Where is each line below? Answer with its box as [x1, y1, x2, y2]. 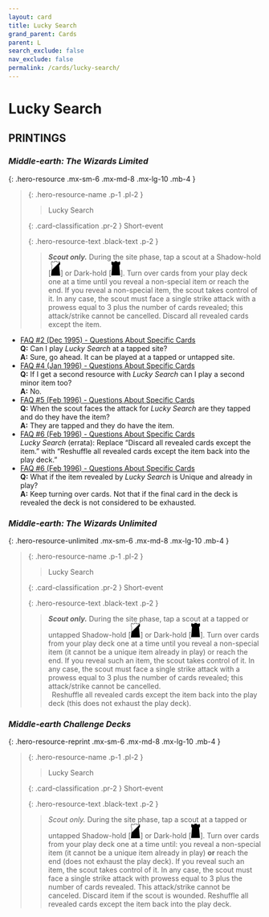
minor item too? [19, 378, 72, 387]
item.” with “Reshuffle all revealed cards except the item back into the [19, 446, 251, 456]
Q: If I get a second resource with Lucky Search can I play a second [19, 369, 245, 378]
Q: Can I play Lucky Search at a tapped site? [19, 343, 168, 353]
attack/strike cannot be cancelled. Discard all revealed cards [47, 311, 249, 320]
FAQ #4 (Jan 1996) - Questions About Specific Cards [19, 361, 195, 370]
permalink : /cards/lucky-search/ [8, 64, 120, 72]
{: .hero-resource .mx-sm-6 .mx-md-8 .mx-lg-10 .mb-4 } [8, 174, 196, 184]
